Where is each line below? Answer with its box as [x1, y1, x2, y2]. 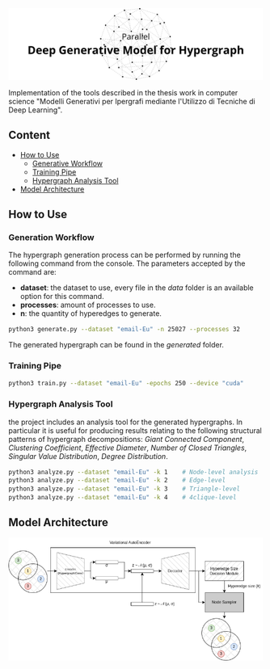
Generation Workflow [8, 231, 95, 242]
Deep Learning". [8, 105, 63, 115]
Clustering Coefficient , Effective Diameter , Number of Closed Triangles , [8, 443, 247, 452]
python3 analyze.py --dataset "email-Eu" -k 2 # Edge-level [8, 477, 226, 485]
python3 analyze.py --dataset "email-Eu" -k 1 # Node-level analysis [8, 468, 259, 476]
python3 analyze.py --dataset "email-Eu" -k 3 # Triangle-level [8, 485, 241, 493]
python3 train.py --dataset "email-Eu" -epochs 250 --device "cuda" [8, 380, 244, 388]
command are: [8, 267, 57, 277]
